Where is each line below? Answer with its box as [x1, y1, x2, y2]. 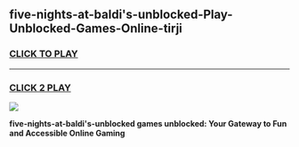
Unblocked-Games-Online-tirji [9, 21, 182, 37]
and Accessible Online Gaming [9, 127, 125, 138]
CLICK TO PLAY [9, 48, 78, 61]
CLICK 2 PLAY [9, 81, 71, 94]
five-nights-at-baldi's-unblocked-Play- [9, 7, 233, 22]
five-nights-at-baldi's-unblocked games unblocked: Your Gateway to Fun [9, 118, 287, 128]
